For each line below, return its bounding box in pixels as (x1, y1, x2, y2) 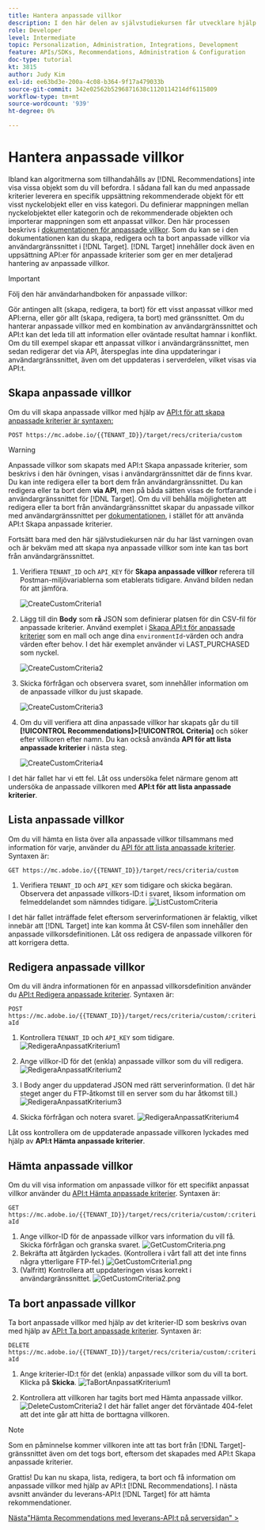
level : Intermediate (8, 33, 77, 42)
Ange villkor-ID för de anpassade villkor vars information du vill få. (19, 1232, 236, 1241)
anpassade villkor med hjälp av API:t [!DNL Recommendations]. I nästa (8, 1481, 237, 1490)
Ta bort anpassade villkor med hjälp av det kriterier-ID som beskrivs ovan (8, 1318, 247, 1327)
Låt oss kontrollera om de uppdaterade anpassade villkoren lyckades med (8, 1128, 249, 1137)
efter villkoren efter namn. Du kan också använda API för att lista (19, 734, 232, 744)
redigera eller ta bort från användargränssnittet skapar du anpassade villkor (8, 502, 255, 511)
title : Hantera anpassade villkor (8, 11, 123, 20)
